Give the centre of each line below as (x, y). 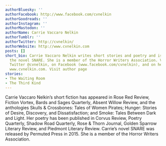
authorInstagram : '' (26, 23)
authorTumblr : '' (23, 37)
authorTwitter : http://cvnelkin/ (40, 42)
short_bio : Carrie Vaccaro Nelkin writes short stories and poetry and (80, 55)
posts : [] (15, 51)
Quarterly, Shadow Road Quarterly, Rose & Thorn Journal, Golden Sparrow (81, 123)
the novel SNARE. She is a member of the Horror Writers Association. (84, 60)
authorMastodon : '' (25, 28)
